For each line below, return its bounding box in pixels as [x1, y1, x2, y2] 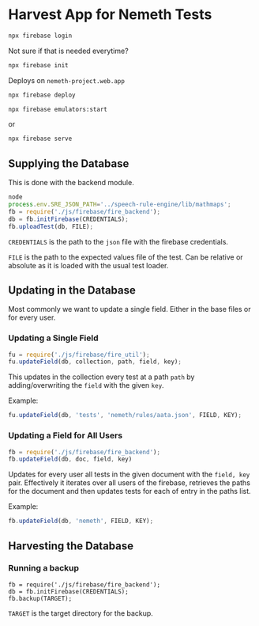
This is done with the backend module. [8, 178, 134, 188]
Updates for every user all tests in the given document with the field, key [8, 469, 250, 480]
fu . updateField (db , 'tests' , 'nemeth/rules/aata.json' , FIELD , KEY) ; [8, 412, 242, 419]
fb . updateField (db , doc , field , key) [8, 455, 133, 464]
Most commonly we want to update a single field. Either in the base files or [8, 305, 251, 314]
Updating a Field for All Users [8, 430, 123, 441]
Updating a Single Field [8, 332, 99, 343]
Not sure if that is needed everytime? [8, 46, 129, 55]
